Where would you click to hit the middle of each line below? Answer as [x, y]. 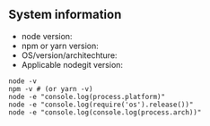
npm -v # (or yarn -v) [51, 88]
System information [65, 15]
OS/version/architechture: [69, 55]
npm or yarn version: [60, 46]
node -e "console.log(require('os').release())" [101, 105]
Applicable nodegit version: [72, 64]
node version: [47, 36]
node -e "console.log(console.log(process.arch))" [105, 112]
